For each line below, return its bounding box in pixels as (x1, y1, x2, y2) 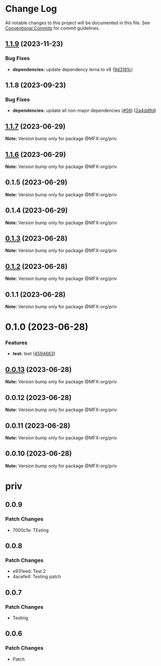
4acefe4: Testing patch (12, 574, 62, 580)
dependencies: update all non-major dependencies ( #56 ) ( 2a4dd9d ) (12, 107, 156, 114)
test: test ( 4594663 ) (12, 351, 56, 357)
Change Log (5, 3, 57, 15)
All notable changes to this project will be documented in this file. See (5, 20, 150, 26)
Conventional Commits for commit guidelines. (5, 25, 100, 31)
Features (5, 339, 28, 346)
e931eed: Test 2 (12, 568, 46, 574)
